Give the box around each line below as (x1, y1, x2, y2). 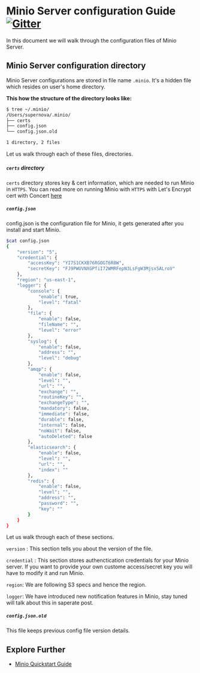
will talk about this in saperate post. (6, 599, 94, 606)
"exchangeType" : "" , (38, 400, 90, 406)
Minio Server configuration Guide (6, 4, 176, 18)
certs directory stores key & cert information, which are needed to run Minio (6, 179, 195, 186)
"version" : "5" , (17, 249, 58, 255)
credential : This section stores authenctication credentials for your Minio (6, 557, 189, 564)
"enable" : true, (38, 293, 79, 300)
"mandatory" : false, (38, 406, 90, 412)
